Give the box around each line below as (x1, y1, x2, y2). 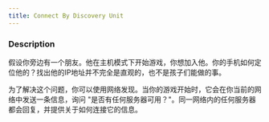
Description (8, 38, 55, 49)
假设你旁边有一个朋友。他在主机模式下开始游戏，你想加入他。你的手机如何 (8, 57, 255, 67)
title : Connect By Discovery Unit (8, 11, 124, 20)
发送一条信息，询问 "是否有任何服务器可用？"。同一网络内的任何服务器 (22, 94, 256, 104)
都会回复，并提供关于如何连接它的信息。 (8, 104, 142, 114)
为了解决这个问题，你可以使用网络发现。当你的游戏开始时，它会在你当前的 (8, 84, 255, 94)
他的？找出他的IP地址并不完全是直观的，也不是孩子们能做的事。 (14, 67, 226, 77)
